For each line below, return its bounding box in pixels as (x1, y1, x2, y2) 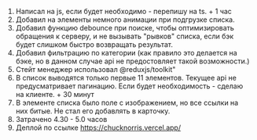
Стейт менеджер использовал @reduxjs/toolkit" (15, 65, 176, 74)
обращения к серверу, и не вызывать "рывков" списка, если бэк (15, 31, 234, 41)
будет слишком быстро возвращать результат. (15, 40, 173, 49)
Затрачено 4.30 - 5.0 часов (15, 115, 108, 124)
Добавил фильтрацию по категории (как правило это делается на (15, 48, 237, 57)
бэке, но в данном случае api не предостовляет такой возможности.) (15, 56, 250, 66)
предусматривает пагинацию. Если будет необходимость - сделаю (15, 81, 244, 91)
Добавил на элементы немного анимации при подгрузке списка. (15, 15, 235, 24)
